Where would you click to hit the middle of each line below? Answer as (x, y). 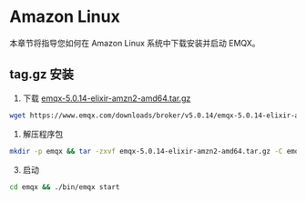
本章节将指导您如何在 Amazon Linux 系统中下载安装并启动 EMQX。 (135, 43)
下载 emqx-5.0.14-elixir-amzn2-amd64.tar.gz (107, 98)
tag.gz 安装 (42, 75)
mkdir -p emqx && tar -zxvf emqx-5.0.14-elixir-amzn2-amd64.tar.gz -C (146, 151)
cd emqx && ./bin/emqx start (65, 187)
